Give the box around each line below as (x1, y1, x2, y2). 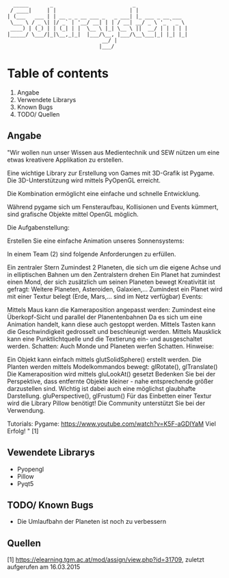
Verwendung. (7, 406, 45, 414)
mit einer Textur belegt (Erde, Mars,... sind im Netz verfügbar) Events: (7, 292, 203, 300)
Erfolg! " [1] (7, 426, 39, 435)
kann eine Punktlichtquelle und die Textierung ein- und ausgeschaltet (7, 335, 203, 343)
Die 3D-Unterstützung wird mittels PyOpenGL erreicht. (7, 176, 161, 184)
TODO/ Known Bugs (7, 499, 94, 511)
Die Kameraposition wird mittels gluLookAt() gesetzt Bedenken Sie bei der (7, 370, 216, 378)
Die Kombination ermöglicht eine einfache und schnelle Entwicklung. (7, 189, 200, 197)
